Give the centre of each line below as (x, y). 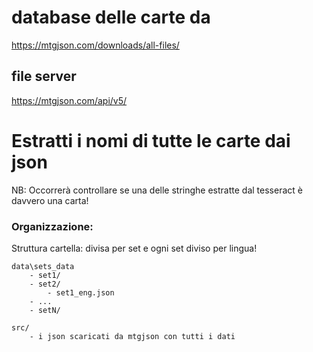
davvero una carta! (50, 200)
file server (44, 76)
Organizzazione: (52, 226)
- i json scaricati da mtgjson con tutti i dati (132, 336)
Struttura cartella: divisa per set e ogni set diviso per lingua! (134, 248)
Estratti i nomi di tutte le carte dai (151, 140)
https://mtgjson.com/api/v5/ (69, 100)
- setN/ (45, 310)
